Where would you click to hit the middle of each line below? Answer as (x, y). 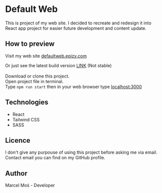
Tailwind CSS (26, 119)
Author (16, 173)
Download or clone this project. (37, 76)
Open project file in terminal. (34, 81)
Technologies (27, 102)
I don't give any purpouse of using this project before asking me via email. (81, 152)
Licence (18, 140)
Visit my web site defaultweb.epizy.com (46, 56)
